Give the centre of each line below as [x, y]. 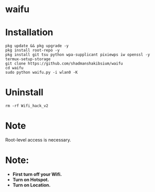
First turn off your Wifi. [37, 174]
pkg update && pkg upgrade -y [37, 46]
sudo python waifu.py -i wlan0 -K [42, 73]
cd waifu [14, 68]
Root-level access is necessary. [38, 140]
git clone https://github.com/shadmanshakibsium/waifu [64, 64]
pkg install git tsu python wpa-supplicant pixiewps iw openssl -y [78, 55]
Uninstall [24, 92]
